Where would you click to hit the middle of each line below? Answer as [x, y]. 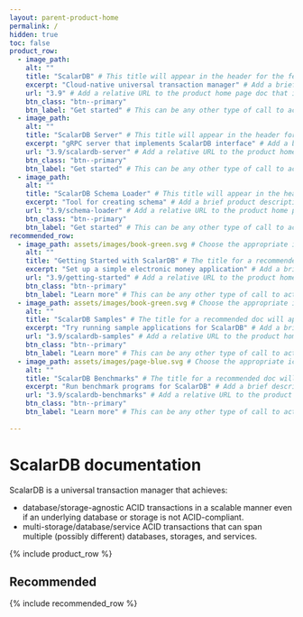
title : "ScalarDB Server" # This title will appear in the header [153, 135]
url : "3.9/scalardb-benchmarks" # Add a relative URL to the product [159, 395]
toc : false [30, 43]
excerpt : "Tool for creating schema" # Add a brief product [141, 203]
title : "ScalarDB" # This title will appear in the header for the [155, 77]
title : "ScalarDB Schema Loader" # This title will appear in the [153, 194]
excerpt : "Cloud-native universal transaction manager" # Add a [149, 85]
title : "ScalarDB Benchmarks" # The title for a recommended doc [151, 378]
